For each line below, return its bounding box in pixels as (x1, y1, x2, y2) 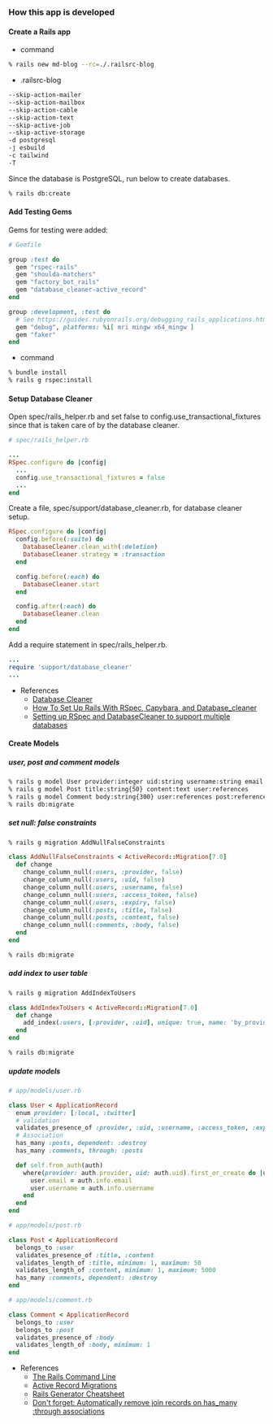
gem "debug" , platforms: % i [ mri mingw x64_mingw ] (15, 323, 195, 331)
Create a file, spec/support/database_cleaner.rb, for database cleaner (8, 503, 242, 513)
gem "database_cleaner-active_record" (15, 285, 148, 294)
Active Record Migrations (32, 1381, 118, 1391)
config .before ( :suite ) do (15, 535, 104, 543)
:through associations (32, 1406, 106, 1417)
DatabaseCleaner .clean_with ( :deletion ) (23, 543, 158, 551)
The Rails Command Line (32, 1372, 116, 1382)
